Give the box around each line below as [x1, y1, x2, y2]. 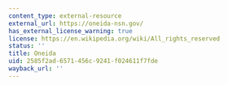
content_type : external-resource [8, 11, 122, 20]
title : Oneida [8, 49, 57, 57]
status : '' [8, 42, 46, 50]
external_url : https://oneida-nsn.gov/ [8, 19, 144, 28]
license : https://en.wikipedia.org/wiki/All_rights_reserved [8, 34, 221, 43]
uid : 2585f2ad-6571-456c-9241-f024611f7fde [8, 57, 159, 66]
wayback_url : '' [8, 65, 64, 73]
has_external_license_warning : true [8, 27, 133, 35]
